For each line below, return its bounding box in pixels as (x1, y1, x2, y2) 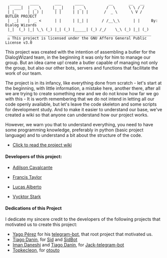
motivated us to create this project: (5, 221, 78, 227)
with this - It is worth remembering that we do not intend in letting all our (5, 96, 154, 102)
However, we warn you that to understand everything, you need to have (5, 122, 153, 127)
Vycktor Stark (12, 194, 41, 200)
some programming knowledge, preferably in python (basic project (5, 127, 144, 133)
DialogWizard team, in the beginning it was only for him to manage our (5, 54, 151, 60)
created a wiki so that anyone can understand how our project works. (5, 112, 149, 118)
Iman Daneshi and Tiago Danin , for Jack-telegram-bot (12, 242, 124, 248)
